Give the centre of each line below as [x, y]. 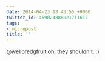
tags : [13, 23]
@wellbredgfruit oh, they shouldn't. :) [53, 51]
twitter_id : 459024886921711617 [47, 18]
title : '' [19, 34]
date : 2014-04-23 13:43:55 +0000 [49, 12]
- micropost [21, 29]
